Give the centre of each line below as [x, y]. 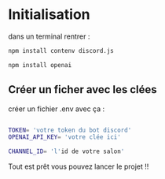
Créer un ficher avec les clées [82, 89]
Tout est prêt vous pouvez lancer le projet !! [79, 166]
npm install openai [40, 65]
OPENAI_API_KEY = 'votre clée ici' [65, 137]
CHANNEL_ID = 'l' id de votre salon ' [66, 151]
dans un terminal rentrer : [49, 36]
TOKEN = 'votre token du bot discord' [70, 130]
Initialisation [49, 15]
